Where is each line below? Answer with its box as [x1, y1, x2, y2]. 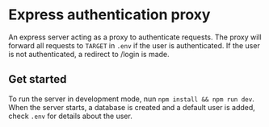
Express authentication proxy [8, 6, 211, 24]
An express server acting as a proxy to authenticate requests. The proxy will [8, 32, 262, 42]
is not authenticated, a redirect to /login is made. [8, 49, 170, 59]
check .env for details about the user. [8, 111, 133, 121]
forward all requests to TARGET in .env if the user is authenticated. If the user [8, 40, 260, 50]
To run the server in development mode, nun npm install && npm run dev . [8, 94, 254, 104]
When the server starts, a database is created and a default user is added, [8, 102, 256, 112]
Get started [8, 72, 67, 86]
